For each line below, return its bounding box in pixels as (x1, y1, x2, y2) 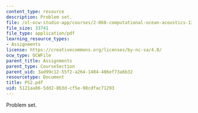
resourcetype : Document (6, 74, 65, 80)
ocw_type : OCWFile (6, 52, 51, 58)
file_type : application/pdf (6, 31, 75, 36)
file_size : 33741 (6, 25, 49, 31)
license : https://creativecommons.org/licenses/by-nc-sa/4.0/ (6, 47, 162, 53)
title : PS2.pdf (6, 80, 44, 86)
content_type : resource (6, 8, 65, 15)
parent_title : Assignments (6, 58, 72, 64)
